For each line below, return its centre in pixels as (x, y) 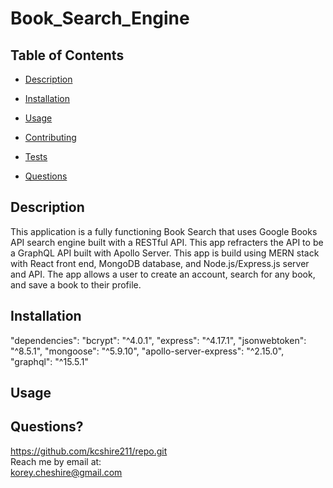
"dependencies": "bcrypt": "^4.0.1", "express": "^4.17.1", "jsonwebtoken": (158, 340)
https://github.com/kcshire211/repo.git (89, 451)
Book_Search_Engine (100, 18)
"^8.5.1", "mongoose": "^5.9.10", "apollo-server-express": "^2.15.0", (147, 351)
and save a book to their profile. (76, 284)
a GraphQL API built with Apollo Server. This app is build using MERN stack (165, 253)
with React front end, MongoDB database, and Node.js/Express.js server (160, 263)
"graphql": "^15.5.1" (49, 361)
